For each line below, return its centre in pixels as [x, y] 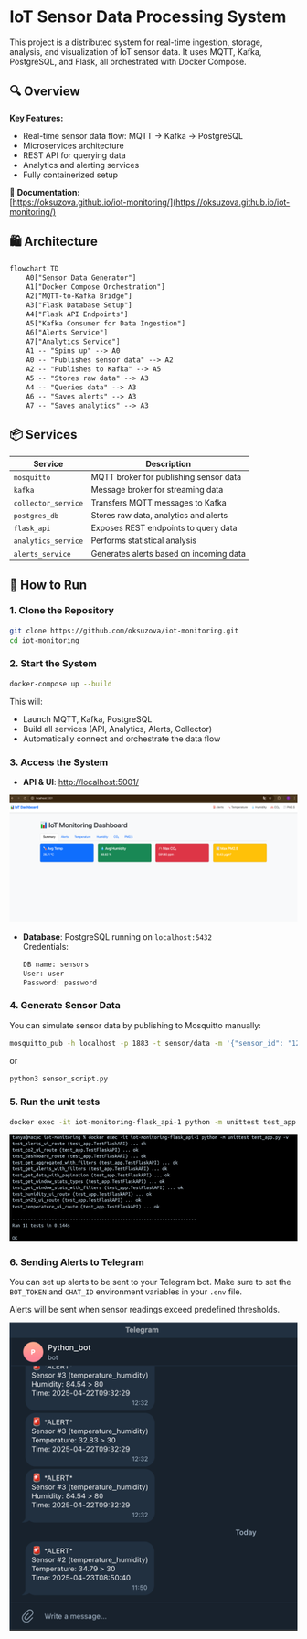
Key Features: [37, 118]
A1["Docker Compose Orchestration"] [96, 287]
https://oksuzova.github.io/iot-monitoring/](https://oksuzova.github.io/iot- [151, 202]
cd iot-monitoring [44, 640]
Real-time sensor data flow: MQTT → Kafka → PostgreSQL [133, 135]
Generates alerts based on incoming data [169, 553]
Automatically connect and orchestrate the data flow [122, 739]
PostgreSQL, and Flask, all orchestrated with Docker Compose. [128, 61]
